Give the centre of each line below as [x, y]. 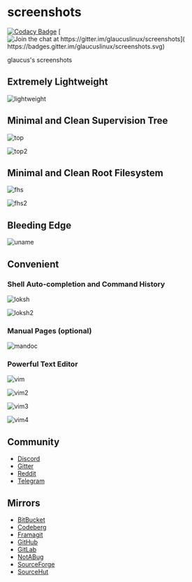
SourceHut [33, 572]
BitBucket [31, 520]
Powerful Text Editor [43, 364]
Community [34, 442]
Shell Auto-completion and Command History [86, 284]
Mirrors [24, 503]
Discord [29, 459]
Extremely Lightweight [58, 82]
